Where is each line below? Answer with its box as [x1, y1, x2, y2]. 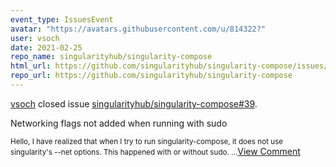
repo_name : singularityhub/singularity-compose [10, 52, 213, 62]
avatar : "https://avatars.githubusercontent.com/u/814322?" [10, 24, 267, 34]
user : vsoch [10, 33, 60, 43]
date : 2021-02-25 [10, 42, 83, 53]
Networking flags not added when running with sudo [10, 117, 228, 129]
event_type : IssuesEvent [10, 14, 114, 25]
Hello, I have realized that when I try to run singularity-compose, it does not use [10, 136, 284, 146]
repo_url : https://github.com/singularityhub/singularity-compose [10, 71, 293, 81]
